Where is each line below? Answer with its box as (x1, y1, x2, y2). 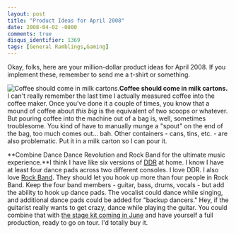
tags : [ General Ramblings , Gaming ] (7, 43, 110, 50)
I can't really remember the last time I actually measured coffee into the (7, 91, 216, 100)
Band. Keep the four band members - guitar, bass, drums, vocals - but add (7, 181, 225, 189)
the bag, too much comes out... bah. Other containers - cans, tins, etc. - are (7, 129, 228, 138)
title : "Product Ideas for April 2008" (7, 17, 125, 24)
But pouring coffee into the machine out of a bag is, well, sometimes (7, 114, 206, 123)
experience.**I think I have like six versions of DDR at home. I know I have (7, 158, 224, 167)
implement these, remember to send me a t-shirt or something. (7, 70, 191, 79)
